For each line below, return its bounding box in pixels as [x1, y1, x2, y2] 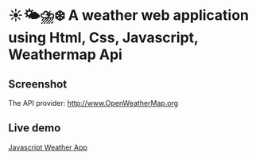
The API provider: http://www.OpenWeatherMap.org [8, 99, 179, 107]
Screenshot [8, 77, 68, 91]
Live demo [8, 121, 61, 135]
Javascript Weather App [8, 142, 87, 152]
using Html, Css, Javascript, [8, 29, 199, 47]
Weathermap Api [8, 45, 123, 64]
